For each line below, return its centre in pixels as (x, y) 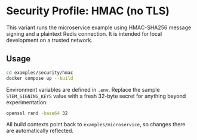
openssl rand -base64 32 (37, 113)
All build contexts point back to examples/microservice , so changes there (96, 125)
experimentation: (27, 102)
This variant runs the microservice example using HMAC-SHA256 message (99, 27)
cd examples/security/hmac (40, 73)
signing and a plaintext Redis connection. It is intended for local (84, 33)
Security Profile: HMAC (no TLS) (88, 11)
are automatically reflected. (40, 131)
